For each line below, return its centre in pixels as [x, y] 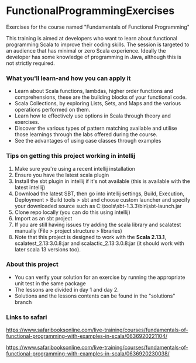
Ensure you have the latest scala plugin [62, 175]
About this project [32, 264]
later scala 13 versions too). [47, 249]
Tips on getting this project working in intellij [71, 156]
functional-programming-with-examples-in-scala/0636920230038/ [88, 354]
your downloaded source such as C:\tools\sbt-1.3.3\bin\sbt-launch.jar [98, 206]
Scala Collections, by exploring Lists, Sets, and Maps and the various [98, 103]
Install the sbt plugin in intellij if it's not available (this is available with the [102, 181]
